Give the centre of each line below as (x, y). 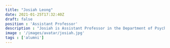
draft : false (19, 19)
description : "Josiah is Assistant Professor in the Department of (79, 28)
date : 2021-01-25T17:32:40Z (35, 14)
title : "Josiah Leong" (29, 10)
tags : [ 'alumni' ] (25, 38)
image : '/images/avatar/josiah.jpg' (45, 33)
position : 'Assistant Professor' (42, 24)
